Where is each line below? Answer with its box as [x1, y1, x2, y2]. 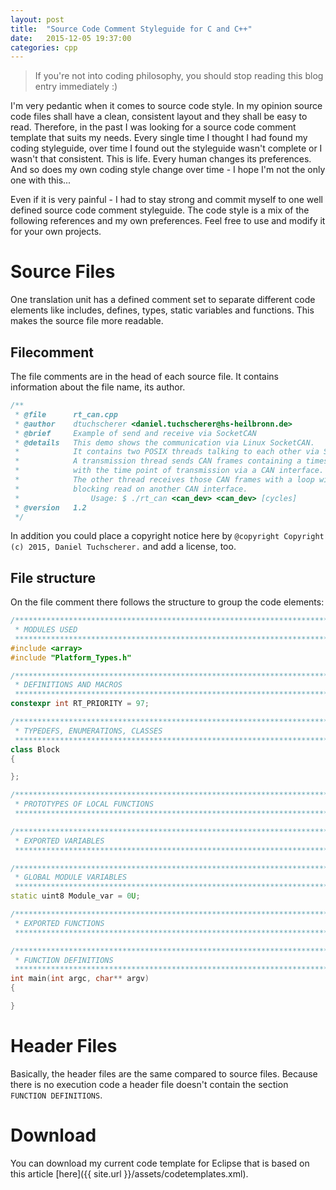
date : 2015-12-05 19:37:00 [10, 33, 132, 43]
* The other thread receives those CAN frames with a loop [14, 475, 315, 485]
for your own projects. [10, 226, 102, 238]
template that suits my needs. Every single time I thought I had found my [10, 132, 308, 144]
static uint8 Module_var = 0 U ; [10, 891, 141, 901]
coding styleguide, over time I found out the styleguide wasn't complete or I [10, 142, 323, 155]
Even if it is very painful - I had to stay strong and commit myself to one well [10, 194, 323, 206]
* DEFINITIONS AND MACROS [14, 680, 123, 690]
